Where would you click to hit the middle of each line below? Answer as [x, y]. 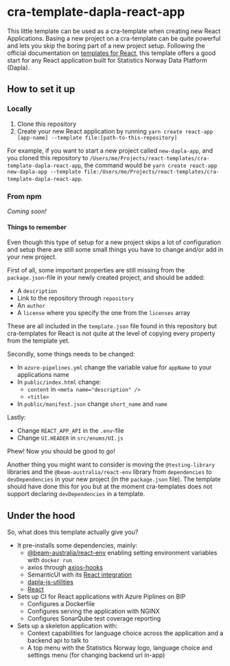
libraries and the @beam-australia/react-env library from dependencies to [110, 472]
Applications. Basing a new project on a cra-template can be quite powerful [114, 38]
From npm [24, 196]
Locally [20, 109]
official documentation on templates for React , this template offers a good [112, 53]
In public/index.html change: [59, 382]
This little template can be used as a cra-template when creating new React [114, 31]
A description [37, 291]
